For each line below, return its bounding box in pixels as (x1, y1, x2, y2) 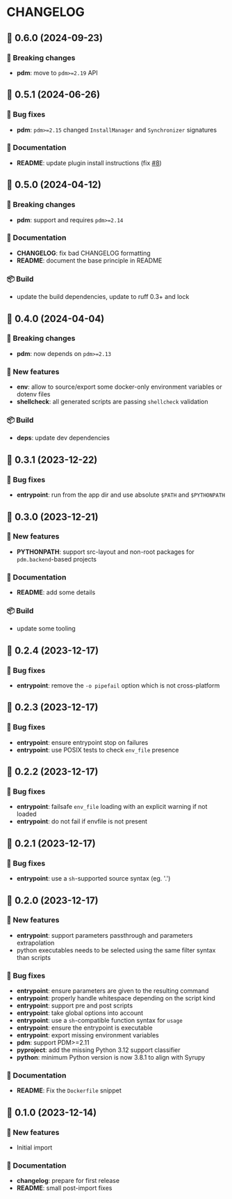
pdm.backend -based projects (16, 555, 97, 563)
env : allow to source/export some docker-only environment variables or (16, 382, 223, 391)
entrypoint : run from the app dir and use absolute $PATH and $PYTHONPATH (16, 490, 225, 499)
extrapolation (16, 938, 55, 947)
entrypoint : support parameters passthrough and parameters (16, 931, 193, 939)
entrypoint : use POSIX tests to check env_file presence (16, 745, 179, 754)
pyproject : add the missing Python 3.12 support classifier (16, 1046, 181, 1054)
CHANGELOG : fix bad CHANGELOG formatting (16, 249, 151, 257)
